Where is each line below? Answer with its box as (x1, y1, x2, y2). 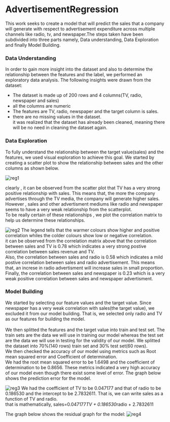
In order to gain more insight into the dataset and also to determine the (5, 66, 153, 72)
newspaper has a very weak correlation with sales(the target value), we (5, 305, 155, 311)
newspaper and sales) (12, 98, 59, 104)
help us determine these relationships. (5, 217, 85, 223)
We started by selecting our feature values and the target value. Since (5, 300, 151, 306)
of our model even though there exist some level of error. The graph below (5, 370, 161, 376)
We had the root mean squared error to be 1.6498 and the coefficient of (5, 359, 155, 365)
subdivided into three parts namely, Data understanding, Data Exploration (5, 37, 159, 43)
